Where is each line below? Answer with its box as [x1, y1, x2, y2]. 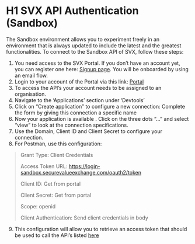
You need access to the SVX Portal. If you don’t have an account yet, [14, 60, 180, 67]
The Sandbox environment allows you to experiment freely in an [6, 36, 160, 43]
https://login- [68, 162, 100, 170]
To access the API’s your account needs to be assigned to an [14, 84, 162, 91]
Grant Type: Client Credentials [20, 151, 93, 158]
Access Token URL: [20, 162, 68, 170]
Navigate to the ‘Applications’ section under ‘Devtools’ [14, 96, 145, 103]
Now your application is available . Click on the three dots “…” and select [14, 115, 189, 122]
